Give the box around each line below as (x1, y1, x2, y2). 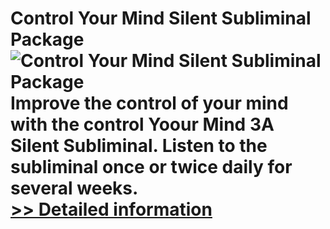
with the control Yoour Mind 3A (10, 113, 275, 136)
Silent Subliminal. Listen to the (10, 135, 268, 157)
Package (10, 28, 85, 51)
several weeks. (10, 177, 139, 200)
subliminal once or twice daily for (10, 156, 293, 179)
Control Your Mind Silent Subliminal (10, 7, 312, 30)
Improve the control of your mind (10, 92, 289, 115)
